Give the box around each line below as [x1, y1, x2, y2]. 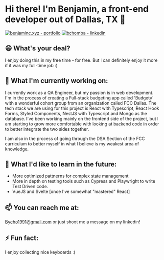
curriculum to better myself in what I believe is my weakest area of [5, 141, 140, 146]
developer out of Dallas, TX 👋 [5, 14, 126, 25]
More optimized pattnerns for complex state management [12, 173, 129, 179]
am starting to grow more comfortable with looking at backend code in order [5, 121, 159, 127]
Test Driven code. [12, 184, 48, 189]
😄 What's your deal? [5, 44, 70, 52]
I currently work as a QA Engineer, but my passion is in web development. [5, 90, 154, 95]
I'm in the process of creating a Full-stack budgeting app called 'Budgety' [5, 95, 154, 101]
